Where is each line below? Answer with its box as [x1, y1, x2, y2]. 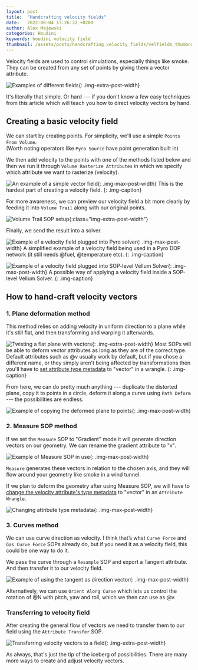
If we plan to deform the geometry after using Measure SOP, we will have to [6, 482, 190, 490]
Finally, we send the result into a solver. [6, 226, 102, 234]
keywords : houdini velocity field [6, 36, 91, 42]
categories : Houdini [6, 31, 57, 37]
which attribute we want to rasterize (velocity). [6, 169, 120, 176]
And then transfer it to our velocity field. [6, 564, 103, 572]
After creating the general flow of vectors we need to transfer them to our [6, 622, 185, 629]
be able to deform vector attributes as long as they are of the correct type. [6, 347, 187, 354]
